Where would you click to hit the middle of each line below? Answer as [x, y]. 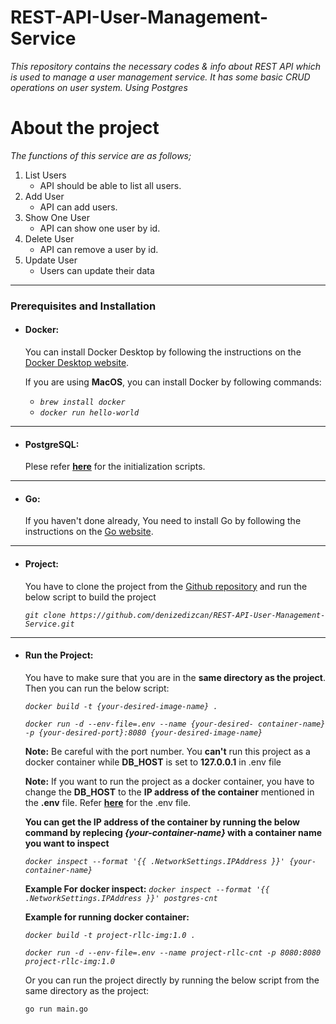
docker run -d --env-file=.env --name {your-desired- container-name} [175, 724]
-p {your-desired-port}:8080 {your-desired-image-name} [143, 732]
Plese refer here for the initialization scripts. [115, 467]
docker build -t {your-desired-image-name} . [121, 706]
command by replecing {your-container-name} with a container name [173, 832]
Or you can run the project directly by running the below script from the [172, 980]
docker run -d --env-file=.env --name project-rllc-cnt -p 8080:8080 [173, 952]
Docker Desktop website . [77, 362]
